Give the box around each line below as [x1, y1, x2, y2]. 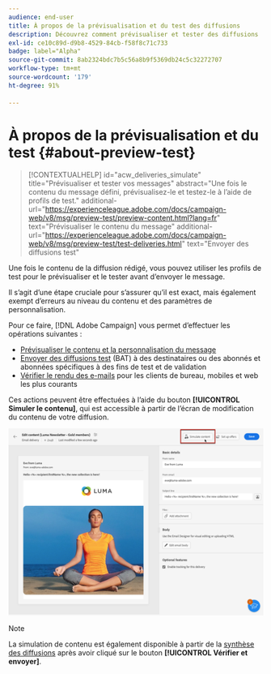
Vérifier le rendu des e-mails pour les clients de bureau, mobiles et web [19, 371, 259, 380]
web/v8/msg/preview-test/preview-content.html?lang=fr [28, 213, 218, 223]
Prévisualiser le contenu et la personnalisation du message [19, 345, 217, 354]
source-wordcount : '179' [8, 73, 92, 81]
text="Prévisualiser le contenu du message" [28, 221, 176, 231]
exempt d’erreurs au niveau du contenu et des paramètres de [8, 296, 213, 306]
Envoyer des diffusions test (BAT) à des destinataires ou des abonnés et [19, 354, 260, 363]
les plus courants [19, 380, 78, 389]
